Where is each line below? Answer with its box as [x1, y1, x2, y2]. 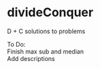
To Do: [7, 40, 26, 48]
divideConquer [7, 5, 94, 20]
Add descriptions [7, 54, 56, 62]
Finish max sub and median [7, 47, 84, 55]
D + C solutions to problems [7, 27, 86, 35]
